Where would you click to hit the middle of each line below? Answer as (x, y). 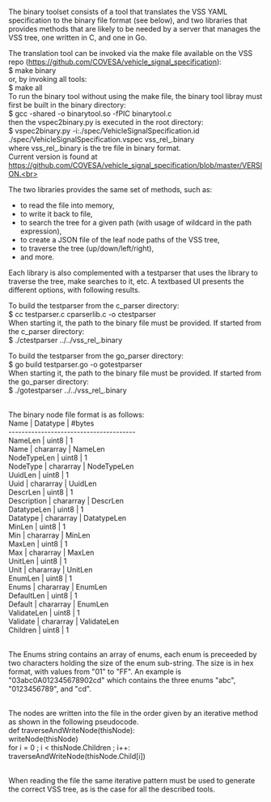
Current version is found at (53, 157)
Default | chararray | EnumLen (59, 604)
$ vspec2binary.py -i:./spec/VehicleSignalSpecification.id (104, 131)
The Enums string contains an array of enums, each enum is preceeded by (133, 654)
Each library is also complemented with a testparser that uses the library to (133, 272)
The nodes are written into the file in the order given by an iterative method (133, 713)
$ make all (25, 88)
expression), (41, 231)
